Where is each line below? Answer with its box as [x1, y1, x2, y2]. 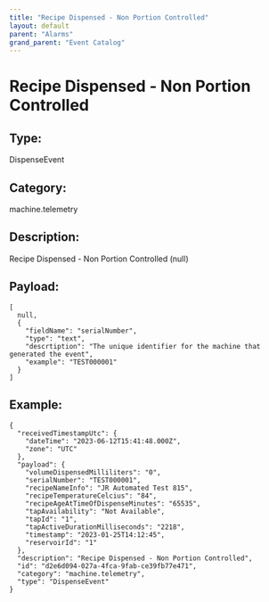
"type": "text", [25, 334, 86, 343]
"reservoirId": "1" [25, 538, 98, 547]
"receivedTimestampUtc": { [17, 429, 118, 438]
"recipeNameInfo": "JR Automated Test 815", [25, 483, 193, 492]
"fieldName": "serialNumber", [25, 326, 138, 335]
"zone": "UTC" [25, 444, 77, 453]
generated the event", [9, 350, 94, 359]
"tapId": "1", [25, 515, 77, 524]
